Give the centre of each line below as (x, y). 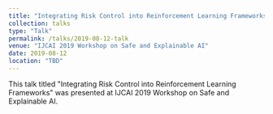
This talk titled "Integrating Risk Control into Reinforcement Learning (123, 84)
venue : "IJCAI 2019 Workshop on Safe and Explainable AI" (108, 46)
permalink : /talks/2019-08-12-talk (69, 38)
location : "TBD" (36, 61)
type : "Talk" (30, 31)
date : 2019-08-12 (38, 53)
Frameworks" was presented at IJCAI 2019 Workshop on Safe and (119, 92)
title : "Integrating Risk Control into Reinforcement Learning (118, 16)
